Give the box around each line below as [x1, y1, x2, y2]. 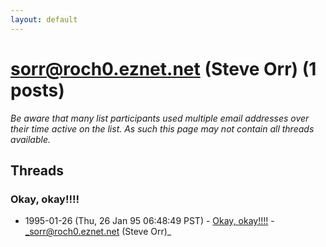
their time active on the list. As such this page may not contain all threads [10, 122, 315, 135]
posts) [10, 79, 65, 101]
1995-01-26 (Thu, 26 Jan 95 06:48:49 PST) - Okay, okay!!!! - [24, 215, 275, 227]
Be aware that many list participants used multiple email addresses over [10, 112, 310, 124]
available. [10, 133, 52, 145]
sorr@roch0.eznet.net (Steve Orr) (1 [10, 57, 317, 80]
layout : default [10, 14, 78, 25]
